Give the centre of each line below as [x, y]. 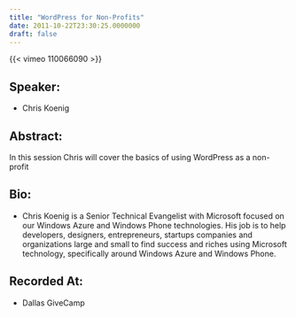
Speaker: [35, 86]
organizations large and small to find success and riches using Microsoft [155, 244]
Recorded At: [47, 281]
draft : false [33, 34]
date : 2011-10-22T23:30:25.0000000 [75, 26]
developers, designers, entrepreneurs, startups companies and [137, 235]
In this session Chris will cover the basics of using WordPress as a [130, 157]
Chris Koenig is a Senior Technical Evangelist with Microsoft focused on [153, 216]
